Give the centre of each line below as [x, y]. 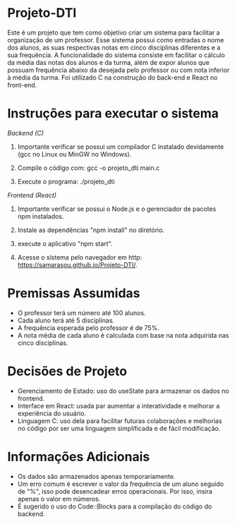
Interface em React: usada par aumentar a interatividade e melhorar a [119, 406]
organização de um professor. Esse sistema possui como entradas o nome [116, 39]
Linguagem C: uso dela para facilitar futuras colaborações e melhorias [120, 420]
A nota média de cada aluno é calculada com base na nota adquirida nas [123, 335]
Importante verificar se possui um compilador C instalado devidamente [121, 147]
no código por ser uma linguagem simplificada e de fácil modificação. [119, 428]
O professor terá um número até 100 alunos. [81, 312]
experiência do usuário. [52, 413]
